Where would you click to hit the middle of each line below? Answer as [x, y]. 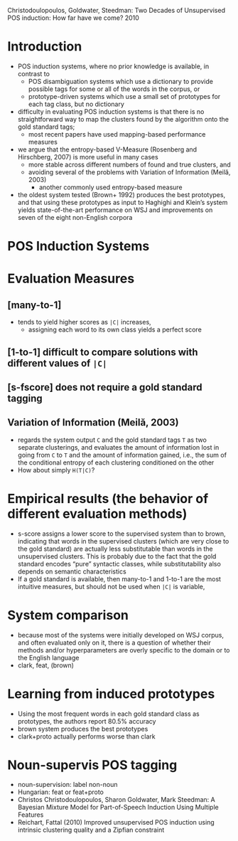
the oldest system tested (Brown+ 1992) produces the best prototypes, [121, 194]
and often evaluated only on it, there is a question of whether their [114, 642]
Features [31, 815]
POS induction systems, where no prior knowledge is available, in [113, 66]
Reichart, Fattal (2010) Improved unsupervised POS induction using [116, 823]
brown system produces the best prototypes [83, 729]
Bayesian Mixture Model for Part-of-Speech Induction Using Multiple [118, 808]
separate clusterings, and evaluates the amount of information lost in [118, 447]
